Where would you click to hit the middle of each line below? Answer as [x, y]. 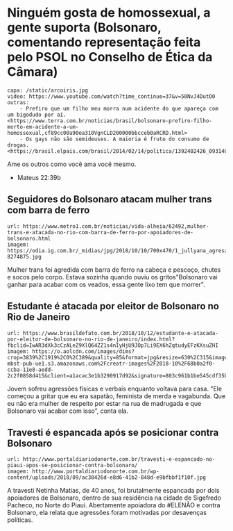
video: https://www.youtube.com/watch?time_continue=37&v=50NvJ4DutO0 [111, 96]
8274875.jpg [24, 256]
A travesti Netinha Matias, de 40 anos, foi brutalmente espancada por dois [113, 491]
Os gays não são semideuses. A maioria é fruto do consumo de [117, 139]
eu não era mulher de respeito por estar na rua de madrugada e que [104, 403]
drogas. [18, 145]
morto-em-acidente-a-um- [43, 126]
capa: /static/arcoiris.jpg [48, 90]
